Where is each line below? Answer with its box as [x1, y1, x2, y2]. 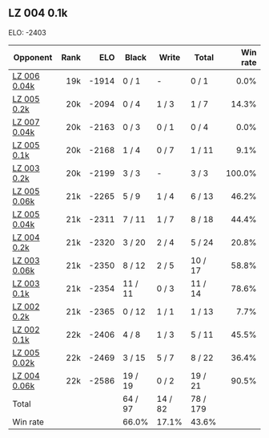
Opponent [13, 51, 53, 63]
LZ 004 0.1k [8, 6, 68, 20]
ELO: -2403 [8, 27, 46, 37]
